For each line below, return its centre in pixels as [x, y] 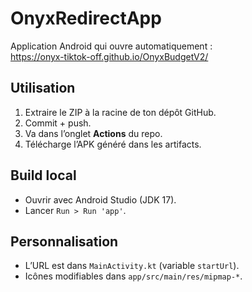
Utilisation [43, 88]
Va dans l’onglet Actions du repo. [93, 133]
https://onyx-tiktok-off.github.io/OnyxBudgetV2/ [109, 56]
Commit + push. [58, 123]
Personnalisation [64, 241]
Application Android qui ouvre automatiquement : [111, 46]
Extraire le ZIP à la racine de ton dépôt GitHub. [120, 112]
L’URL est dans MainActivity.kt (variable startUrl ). [132, 266]
